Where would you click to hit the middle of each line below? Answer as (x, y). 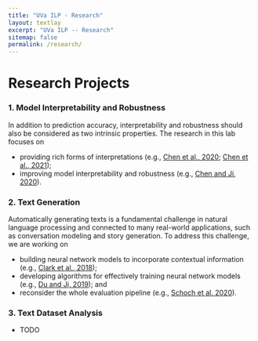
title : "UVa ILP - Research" (56, 15)
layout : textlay (35, 23)
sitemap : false (33, 37)
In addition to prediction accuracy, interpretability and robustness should (125, 125)
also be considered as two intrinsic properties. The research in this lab (122, 133)
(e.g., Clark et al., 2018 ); (58, 267)
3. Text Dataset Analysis (56, 313)
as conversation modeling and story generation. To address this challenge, (129, 235)
